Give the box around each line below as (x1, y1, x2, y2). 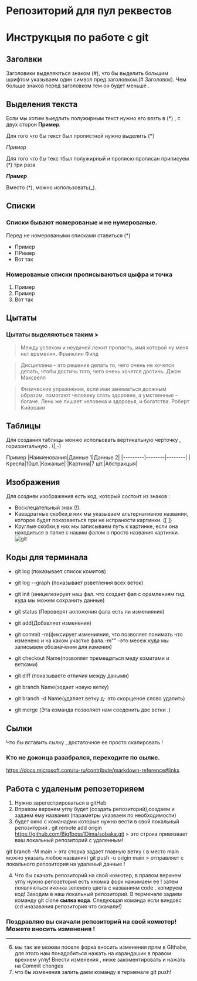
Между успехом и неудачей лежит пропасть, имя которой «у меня (20, 344, 189, 351)
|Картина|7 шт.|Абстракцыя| (67, 460, 138, 467)
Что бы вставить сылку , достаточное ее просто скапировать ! (6, 738, 163, 745)
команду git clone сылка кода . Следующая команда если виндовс (14, 897, 182, 904)
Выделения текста (6, 99, 78, 109)
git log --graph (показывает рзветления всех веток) (14, 579, 144, 587)
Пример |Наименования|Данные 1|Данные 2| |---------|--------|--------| (6, 454, 188, 461)
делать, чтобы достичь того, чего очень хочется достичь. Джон (20, 367, 181, 374)
